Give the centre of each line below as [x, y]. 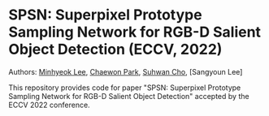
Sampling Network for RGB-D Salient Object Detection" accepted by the [129, 96]
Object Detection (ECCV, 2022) [115, 49]
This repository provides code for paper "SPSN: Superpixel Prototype [125, 88]
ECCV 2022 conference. [50, 105]
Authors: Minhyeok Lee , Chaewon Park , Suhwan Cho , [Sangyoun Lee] [126, 71]
